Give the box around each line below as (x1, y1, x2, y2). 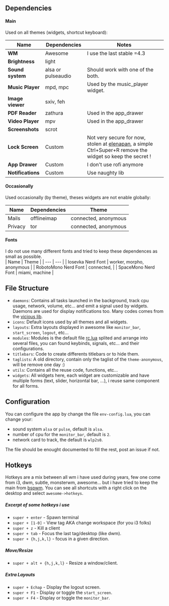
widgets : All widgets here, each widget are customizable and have (12, 372, 150, 378)
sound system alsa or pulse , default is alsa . (12, 426, 104, 432)
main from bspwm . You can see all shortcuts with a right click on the (5, 485, 147, 491)
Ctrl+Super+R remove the (87, 146, 148, 153)
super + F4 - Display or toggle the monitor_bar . (12, 595, 110, 601)
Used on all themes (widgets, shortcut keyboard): (5, 29, 108, 35)
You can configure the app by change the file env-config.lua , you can (5, 411, 151, 417)
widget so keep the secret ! (87, 153, 151, 160)
